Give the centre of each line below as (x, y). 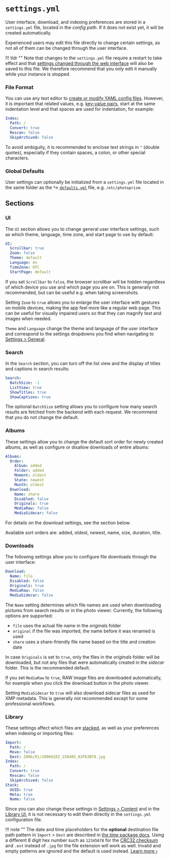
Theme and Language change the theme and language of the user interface (82, 328)
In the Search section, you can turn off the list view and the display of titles (83, 363)
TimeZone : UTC (25, 267)
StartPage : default (30, 272)
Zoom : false (23, 253)
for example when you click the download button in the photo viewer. (77, 683)
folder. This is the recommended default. (48, 667)
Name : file (21, 576)
